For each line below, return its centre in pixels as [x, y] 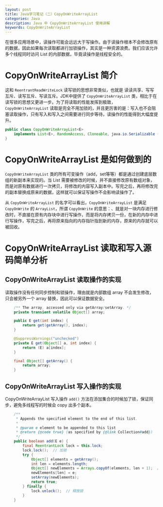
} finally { [35, 486]
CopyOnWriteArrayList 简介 [61, 76]
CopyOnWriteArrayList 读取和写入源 [78, 248]
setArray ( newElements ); [55, 477]
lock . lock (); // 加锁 [45, 450]
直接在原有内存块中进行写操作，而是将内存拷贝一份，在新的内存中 [88, 215]
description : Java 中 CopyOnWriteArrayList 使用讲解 [57, 23]
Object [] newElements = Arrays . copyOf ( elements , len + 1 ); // [96, 468]
